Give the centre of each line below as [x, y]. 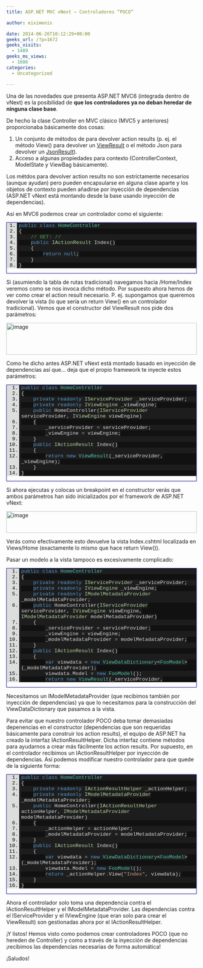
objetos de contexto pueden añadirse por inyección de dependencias [93, 189]
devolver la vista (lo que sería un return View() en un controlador [87, 301]
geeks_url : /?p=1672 [32, 39]
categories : [21, 67]
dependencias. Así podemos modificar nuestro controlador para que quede [100, 759]
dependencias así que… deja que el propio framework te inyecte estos [94, 369]
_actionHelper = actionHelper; [89, 829]
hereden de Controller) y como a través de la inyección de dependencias [97, 940]
